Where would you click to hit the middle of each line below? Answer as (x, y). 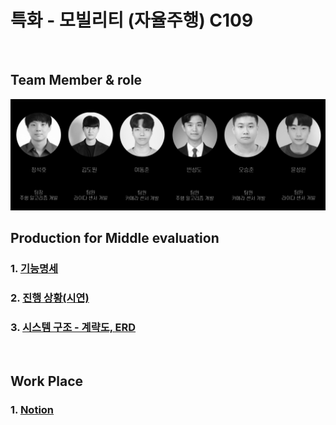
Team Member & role (76, 80)
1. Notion (32, 409)
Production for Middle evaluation (115, 238)
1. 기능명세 (34, 269)
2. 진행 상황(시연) (50, 298)
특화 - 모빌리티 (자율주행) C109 (132, 20)
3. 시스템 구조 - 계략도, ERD (73, 328)
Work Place (47, 381)
